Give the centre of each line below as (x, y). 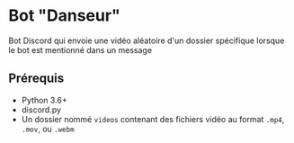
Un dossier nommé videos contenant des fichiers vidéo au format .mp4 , (153, 119)
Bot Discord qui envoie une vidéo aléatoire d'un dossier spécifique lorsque (147, 40)
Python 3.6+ (45, 100)
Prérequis (36, 79)
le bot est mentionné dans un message (80, 49)
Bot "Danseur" (64, 16)
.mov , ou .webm (48, 129)
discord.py (41, 110)
